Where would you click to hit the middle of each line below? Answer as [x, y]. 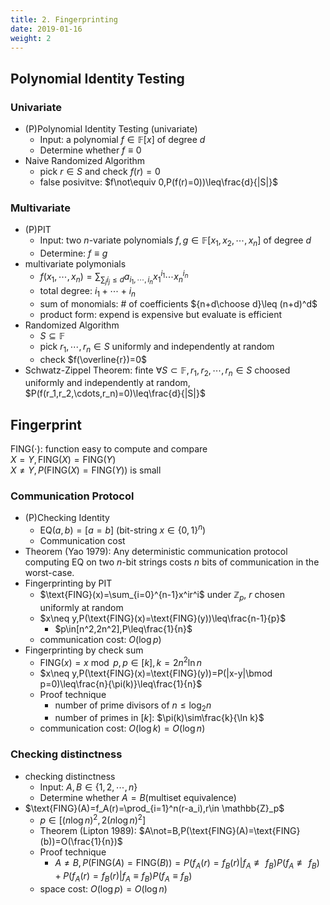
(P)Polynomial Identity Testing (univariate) [111, 129]
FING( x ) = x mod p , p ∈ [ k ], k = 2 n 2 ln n [121, 661]
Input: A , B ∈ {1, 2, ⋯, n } [88, 787]
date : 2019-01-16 [46, 29]
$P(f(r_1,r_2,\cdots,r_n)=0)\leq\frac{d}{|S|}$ [115, 393]
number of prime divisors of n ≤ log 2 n [133, 706]
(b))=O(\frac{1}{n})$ [81, 842]
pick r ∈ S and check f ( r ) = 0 [100, 172]
